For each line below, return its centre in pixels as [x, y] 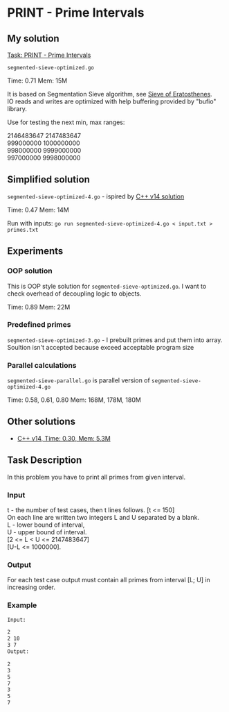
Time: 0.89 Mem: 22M [39, 307]
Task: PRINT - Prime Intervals [49, 55]
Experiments [35, 251]
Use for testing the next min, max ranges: [66, 122]
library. [17, 109]
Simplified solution [48, 179]
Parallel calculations [42, 365]
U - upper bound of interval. [47, 532]
